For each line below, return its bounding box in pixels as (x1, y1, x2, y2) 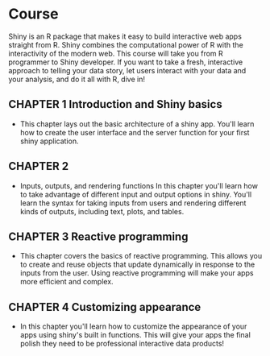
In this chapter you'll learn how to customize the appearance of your (19, 321, 247, 331)
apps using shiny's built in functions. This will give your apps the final (19, 330, 251, 340)
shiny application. (19, 136, 79, 146)
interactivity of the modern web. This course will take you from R (8, 48, 223, 58)
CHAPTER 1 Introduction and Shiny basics (8, 97, 223, 111)
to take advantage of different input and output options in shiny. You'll (19, 189, 252, 199)
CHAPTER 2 (8, 159, 69, 173)
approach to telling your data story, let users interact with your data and (8, 65, 247, 75)
